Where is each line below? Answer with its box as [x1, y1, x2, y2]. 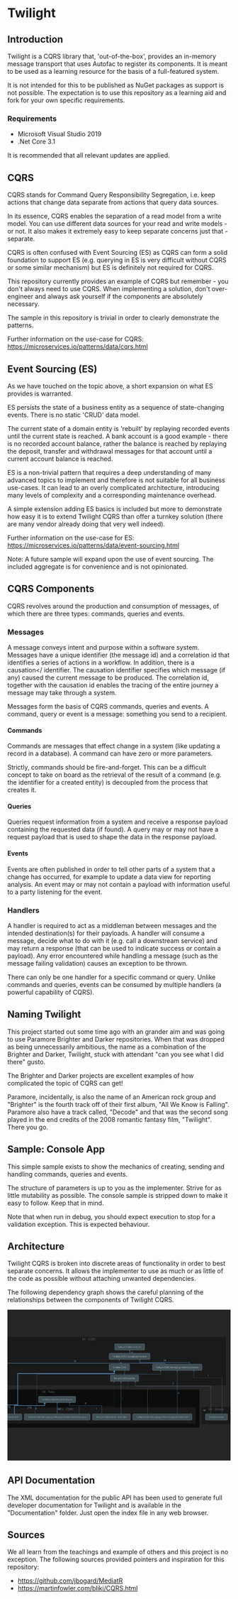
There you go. [7, 1123, 48, 1131]
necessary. [7, 300, 40, 308]
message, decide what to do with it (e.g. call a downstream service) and [7, 936, 218, 945]
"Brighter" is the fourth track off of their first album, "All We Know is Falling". [7, 1100, 229, 1108]
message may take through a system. [7, 689, 117, 697]
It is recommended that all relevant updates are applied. [7, 151, 170, 160]
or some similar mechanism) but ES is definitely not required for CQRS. [7, 263, 214, 272]
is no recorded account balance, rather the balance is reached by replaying [7, 439, 227, 448]
